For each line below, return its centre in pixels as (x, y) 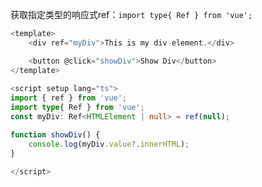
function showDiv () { (55, 134)
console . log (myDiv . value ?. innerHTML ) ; (109, 144)
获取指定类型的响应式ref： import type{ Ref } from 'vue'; (131, 14)
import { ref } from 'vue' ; (69, 98)
